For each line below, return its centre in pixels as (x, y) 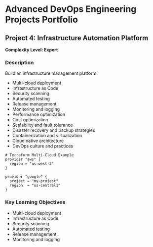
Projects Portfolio (41, 20)
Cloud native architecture (38, 141)
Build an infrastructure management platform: (51, 73)
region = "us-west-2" (32, 164)
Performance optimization (39, 114)
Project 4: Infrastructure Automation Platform (77, 38)
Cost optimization (30, 120)
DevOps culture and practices (42, 146)
